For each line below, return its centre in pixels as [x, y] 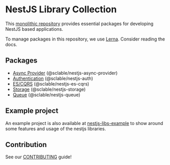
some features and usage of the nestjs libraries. [56, 129]
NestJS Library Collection [61, 9]
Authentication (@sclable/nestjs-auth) [53, 78]
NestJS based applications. [34, 29]
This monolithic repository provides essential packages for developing [79, 24]
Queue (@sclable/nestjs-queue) [46, 95]
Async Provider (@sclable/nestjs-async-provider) [65, 73]
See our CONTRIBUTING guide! [38, 157]
